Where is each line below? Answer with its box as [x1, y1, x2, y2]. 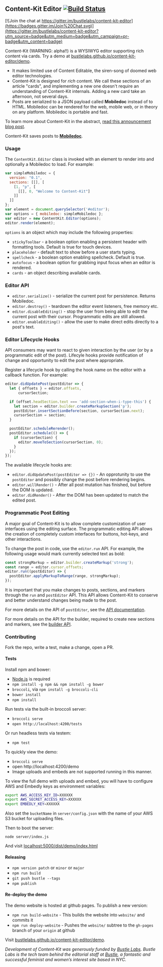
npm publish [12, 881, 36, 886]
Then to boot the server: [5, 825, 54, 831]
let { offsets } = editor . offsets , [9, 386, 82, 391]
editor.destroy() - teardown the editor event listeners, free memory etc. [12, 303, 159, 309]
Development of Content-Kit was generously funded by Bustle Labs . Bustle [5, 946, 156, 952]
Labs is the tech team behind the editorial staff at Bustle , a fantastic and [5, 951, 151, 957]
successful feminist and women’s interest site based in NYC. [5, 956, 127, 962]
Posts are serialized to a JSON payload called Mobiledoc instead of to [12, 98, 153, 105]
